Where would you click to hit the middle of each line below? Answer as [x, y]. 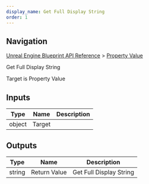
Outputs [22, 146]
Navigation [27, 41]
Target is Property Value [36, 79]
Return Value [49, 172]
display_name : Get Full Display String [56, 12]
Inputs [18, 97]
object [18, 124]
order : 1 [17, 17]
